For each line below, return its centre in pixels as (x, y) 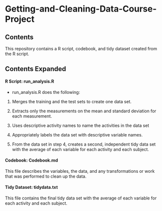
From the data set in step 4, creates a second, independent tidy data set (84, 144)
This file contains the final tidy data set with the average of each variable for (81, 198)
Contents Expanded (36, 69)
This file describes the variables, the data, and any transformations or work (80, 171)
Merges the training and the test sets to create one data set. (72, 101)
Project (20, 19)
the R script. (17, 54)
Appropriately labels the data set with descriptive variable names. (77, 135)
